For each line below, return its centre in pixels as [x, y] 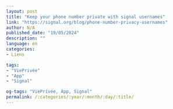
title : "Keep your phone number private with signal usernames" [86, 17]
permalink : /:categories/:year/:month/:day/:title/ [70, 97]
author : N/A [20, 28]
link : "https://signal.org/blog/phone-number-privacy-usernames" [87, 22]
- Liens [15, 54]
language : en [22, 44]
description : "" [26, 38]
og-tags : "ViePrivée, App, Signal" [49, 92]
